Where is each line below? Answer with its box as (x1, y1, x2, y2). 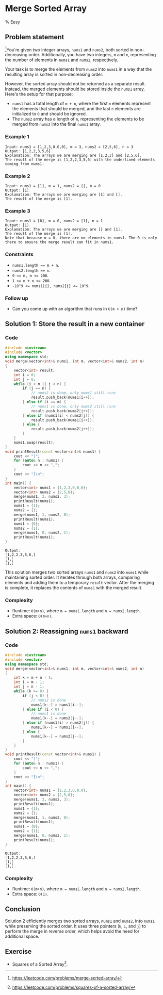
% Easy (5, 19, 20, 25)
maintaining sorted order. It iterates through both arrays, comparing (5, 574, 140, 580)
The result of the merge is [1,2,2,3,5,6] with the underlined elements (5, 157, 155, 162)
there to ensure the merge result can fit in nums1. (5, 240, 114, 245)
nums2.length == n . (12, 267, 51, 273)
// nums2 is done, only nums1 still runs (31, 391, 116, 395)
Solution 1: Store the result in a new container (5, 320, 145, 328)
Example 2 (5, 173, 31, 179)
